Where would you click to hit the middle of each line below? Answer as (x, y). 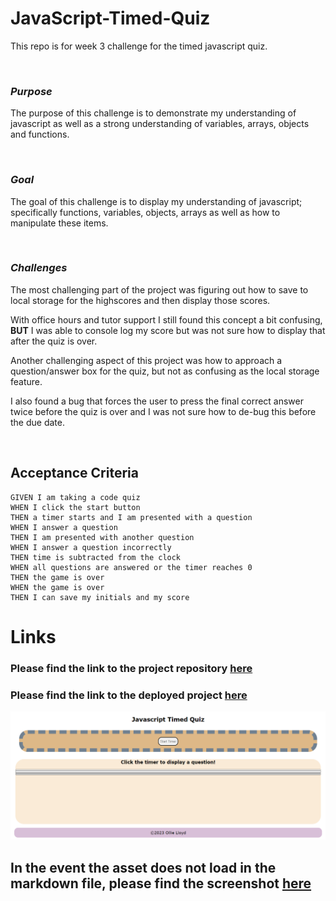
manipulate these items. (59, 223)
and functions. (40, 134)
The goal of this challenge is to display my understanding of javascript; (156, 201)
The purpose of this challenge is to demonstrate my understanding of (153, 113)
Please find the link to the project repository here (131, 668)
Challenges (39, 268)
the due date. (37, 422)
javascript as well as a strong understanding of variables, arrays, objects (160, 124)
